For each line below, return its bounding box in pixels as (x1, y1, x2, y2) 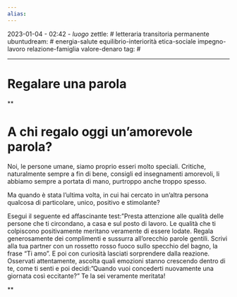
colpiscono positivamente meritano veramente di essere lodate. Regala (7, 227, 214, 235)
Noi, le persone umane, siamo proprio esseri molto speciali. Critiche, (7, 162, 207, 170)
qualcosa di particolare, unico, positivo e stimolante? (7, 198, 160, 206)
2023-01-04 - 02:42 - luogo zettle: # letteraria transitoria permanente (7, 30, 209, 38)
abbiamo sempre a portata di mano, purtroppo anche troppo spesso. (7, 177, 207, 185)
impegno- (197, 37, 226, 46)
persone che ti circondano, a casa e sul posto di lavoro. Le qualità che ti (7, 219, 217, 227)
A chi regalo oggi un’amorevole (7, 124, 193, 139)
